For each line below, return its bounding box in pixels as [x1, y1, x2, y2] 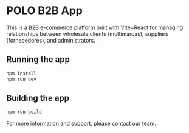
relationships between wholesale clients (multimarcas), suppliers [6, 30, 168, 37]
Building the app [6, 92, 70, 103]
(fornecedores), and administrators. [6, 36, 96, 44]
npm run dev [6, 76, 36, 82]
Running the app [6, 54, 70, 64]
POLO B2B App [6, 4, 83, 18]
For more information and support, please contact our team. [6, 120, 157, 128]
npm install [6, 70, 36, 77]
